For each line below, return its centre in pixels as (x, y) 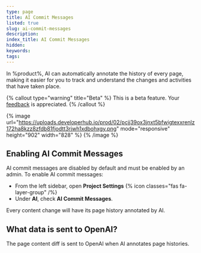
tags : (13, 56)
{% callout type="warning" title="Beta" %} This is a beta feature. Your (93, 98)
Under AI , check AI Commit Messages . (64, 199)
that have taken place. (34, 86)
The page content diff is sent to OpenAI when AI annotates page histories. (98, 244)
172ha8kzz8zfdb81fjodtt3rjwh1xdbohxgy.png (61, 128)
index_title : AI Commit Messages (48, 40)
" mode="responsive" (143, 128)
